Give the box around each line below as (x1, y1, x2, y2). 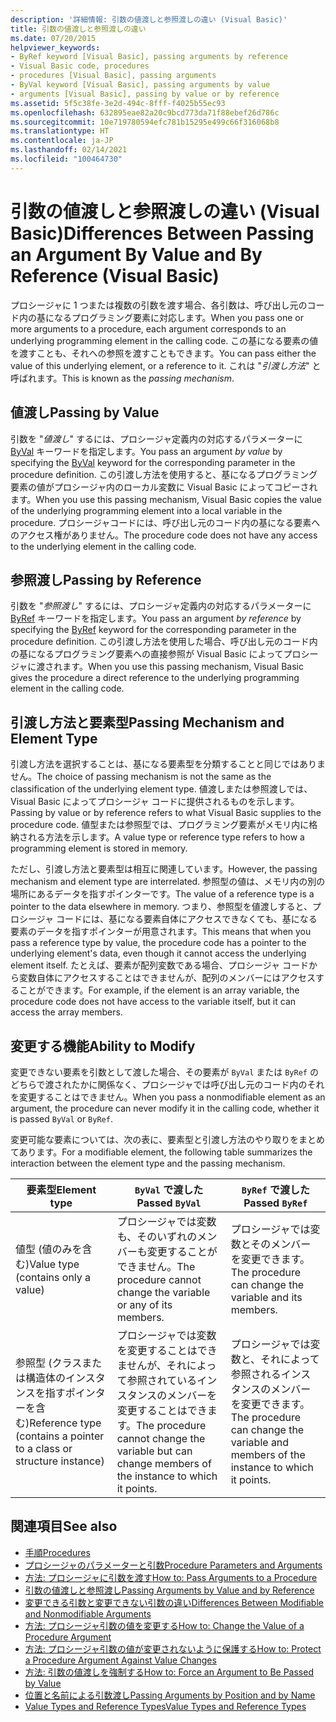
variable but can (116, 1444, 193, 1458)
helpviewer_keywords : (10, 42, 101, 53)
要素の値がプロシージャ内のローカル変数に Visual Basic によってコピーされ (10, 481, 318, 493)
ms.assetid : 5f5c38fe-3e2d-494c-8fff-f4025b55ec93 (10, 98, 226, 108)
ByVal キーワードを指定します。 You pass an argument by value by (10, 445, 283, 457)
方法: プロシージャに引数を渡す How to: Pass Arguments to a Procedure (24, 1571, 318, 1583)
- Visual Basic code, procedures (10, 61, 150, 71)
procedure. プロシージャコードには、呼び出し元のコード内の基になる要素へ (10, 516, 321, 528)
